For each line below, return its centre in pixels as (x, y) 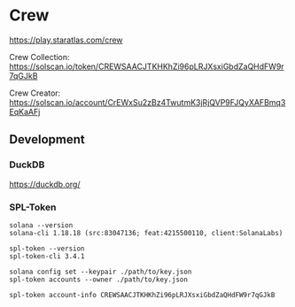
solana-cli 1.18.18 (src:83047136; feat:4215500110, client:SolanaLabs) (146, 233)
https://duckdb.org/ (45, 184)
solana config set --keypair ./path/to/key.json (101, 272)
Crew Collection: (39, 57)
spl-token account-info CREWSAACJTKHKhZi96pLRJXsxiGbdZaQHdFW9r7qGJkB (142, 295)
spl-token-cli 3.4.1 (47, 256)
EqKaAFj (25, 111)
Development (47, 139)
